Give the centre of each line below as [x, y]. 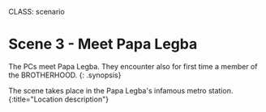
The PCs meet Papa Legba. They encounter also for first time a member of [133, 66]
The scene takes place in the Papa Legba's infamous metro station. [121, 90]
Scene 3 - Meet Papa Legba [103, 44]
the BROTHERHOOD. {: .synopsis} [65, 75]
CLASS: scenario [36, 12]
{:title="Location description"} [59, 99]
